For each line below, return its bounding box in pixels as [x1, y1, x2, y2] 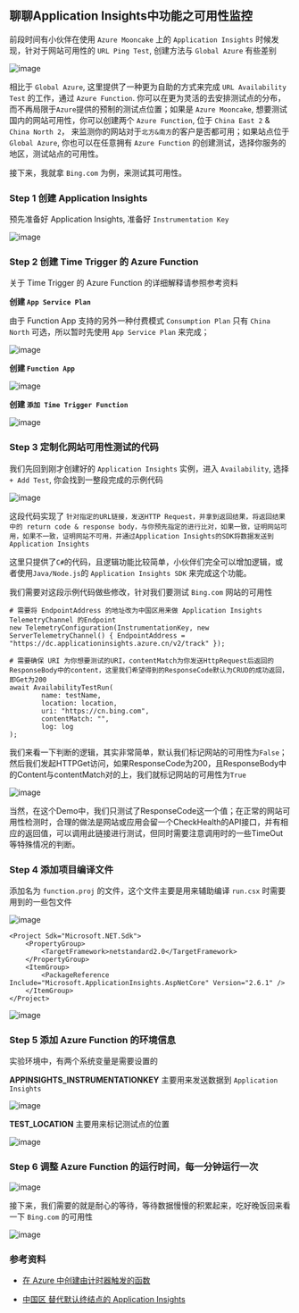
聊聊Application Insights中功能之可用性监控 [9, 8, 253, 24]
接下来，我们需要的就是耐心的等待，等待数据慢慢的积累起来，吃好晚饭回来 [9, 1200, 283, 1210]
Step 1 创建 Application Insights [9, 191, 148, 204]
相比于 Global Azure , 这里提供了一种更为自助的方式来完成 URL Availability [9, 81, 287, 92]
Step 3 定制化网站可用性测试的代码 [9, 441, 159, 454]
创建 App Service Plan [9, 297, 91, 307]
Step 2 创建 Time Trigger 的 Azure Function [9, 255, 199, 268]
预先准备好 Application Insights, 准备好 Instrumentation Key [9, 213, 229, 225]
